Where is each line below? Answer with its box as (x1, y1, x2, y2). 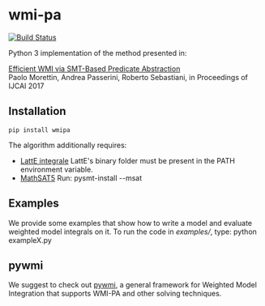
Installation (8, 104, 66, 118)
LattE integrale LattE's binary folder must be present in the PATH (19, 155, 235, 165)
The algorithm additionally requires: (8, 140, 127, 150)
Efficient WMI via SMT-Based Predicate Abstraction (8, 63, 181, 74)
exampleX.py (8, 235, 53, 244)
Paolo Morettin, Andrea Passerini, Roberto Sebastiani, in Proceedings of (8, 72, 249, 82)
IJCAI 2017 (8, 81, 45, 91)
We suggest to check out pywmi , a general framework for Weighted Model (8, 280, 258, 290)
